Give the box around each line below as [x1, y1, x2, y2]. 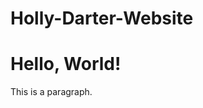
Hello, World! [10, 53, 122, 76]
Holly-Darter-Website [10, 7, 194, 30]
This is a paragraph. [10, 86, 93, 98]
